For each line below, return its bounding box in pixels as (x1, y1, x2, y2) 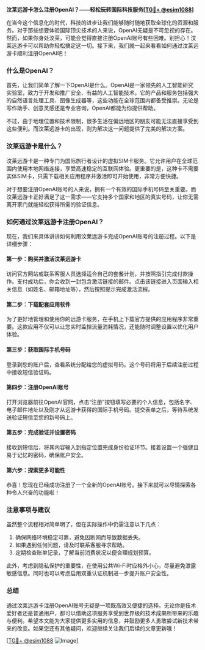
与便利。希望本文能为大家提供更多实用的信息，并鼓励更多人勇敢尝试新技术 (6, 617, 193, 624)
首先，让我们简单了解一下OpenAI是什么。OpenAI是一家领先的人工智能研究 (6, 81, 194, 89)
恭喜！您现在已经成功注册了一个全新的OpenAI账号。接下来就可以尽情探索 (6, 481, 191, 489)
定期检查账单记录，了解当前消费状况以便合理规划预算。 (15, 549, 154, 556)
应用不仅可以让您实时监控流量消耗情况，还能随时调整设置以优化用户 (27, 323, 199, 330)
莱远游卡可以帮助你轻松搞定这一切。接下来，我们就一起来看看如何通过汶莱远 (6, 42, 199, 49)
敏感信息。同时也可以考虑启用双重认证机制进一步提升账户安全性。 (6, 570, 172, 577)
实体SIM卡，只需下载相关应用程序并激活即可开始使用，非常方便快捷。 (6, 172, 182, 180)
